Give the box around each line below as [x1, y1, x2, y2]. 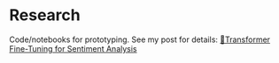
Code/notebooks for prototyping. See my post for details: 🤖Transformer [9, 34, 271, 45]
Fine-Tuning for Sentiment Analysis [9, 43, 137, 53]
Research [9, 5, 81, 25]
